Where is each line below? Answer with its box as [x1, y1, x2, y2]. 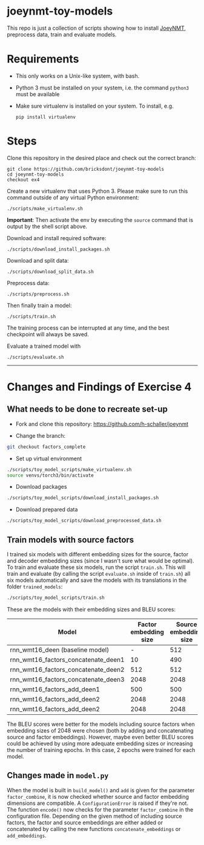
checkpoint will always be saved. [7, 330, 90, 338]
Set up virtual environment [15, 455, 82, 462]
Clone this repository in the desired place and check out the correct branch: [7, 154, 196, 162]
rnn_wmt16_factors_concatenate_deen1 [10, 655, 125, 664]
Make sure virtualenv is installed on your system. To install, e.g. [15, 102, 174, 109]
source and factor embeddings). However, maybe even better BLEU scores [7, 733, 194, 740]
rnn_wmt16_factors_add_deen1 [10, 685, 100, 694]
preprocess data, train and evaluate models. [7, 30, 117, 38]
